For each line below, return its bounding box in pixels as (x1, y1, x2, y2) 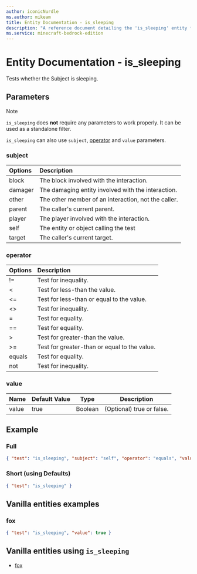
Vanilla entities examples (6, 499, 100, 509)
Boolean (76, 404, 99, 413)
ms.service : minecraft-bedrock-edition (6, 31, 104, 36)
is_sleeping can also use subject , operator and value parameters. (6, 136, 166, 144)
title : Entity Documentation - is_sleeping (6, 19, 114, 25)
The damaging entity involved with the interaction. (39, 186, 178, 194)
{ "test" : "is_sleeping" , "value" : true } (6, 530, 111, 536)
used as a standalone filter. (6, 125, 72, 132)
